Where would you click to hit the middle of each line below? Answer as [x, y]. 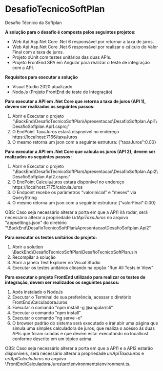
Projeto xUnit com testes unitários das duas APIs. [61, 57]
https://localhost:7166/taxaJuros [45, 137]
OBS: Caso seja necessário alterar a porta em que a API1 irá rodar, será [76, 212]
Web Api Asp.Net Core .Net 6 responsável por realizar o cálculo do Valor [85, 47]
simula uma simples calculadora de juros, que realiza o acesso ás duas [83, 328]
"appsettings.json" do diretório [36, 223]
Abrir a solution [27, 247]
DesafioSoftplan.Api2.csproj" [41, 176]
